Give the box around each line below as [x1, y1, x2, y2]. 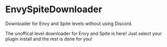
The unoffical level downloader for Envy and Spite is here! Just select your [5, 30, 162, 36]
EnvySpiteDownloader [5, 4, 103, 15]
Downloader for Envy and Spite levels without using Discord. [5, 20, 133, 27]
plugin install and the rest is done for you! [5, 36, 93, 42]
